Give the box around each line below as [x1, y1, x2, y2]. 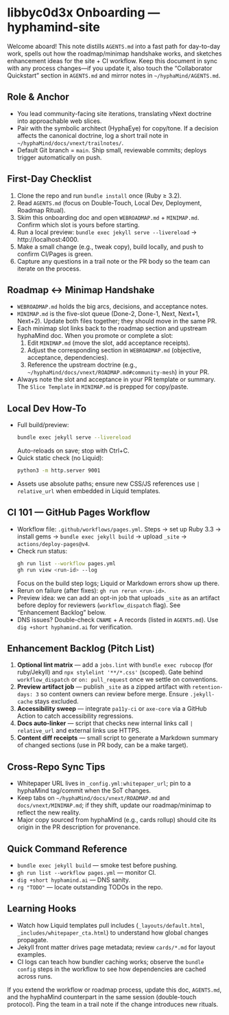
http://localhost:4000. [16, 235, 79, 243]
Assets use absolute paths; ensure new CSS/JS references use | [16, 479, 200, 488]
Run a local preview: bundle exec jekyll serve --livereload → [16, 228, 197, 236]
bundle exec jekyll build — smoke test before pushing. [16, 860, 178, 869]
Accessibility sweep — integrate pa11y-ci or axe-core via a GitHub [16, 705, 207, 713]
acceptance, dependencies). [27, 354, 108, 362]
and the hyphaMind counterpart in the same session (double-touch [7, 992, 197, 1001]
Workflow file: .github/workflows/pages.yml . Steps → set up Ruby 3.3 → [16, 525, 221, 533]
